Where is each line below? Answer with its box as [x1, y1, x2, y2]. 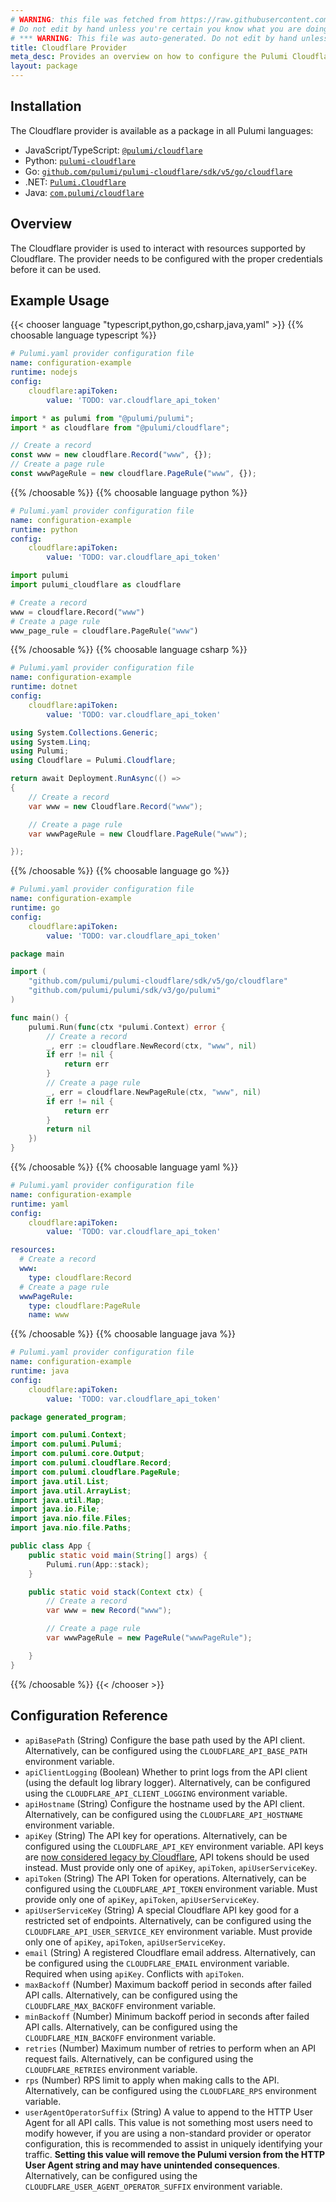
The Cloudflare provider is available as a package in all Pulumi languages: [10, 124, 314, 136]
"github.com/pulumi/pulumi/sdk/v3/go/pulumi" [28, 986, 222, 996]
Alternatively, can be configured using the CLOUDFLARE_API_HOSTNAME [24, 1808, 303, 1820]
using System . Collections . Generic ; [10, 727, 159, 738]
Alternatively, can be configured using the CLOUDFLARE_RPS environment [24, 2084, 317, 2096]
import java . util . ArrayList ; [10, 1486, 132, 1496]
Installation [10, 98, 82, 115]
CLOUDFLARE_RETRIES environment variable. [24, 2063, 198, 2075]
